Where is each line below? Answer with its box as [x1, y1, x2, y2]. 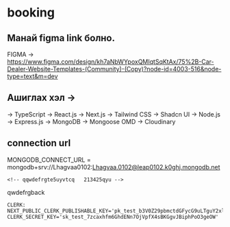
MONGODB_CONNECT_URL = [7, 156, 91, 164]
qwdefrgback [7, 188, 45, 196]
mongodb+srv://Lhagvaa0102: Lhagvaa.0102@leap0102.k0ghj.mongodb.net [7, 163, 220, 171]
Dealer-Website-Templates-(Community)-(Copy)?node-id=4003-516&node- [7, 65, 222, 73]
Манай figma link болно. [7, 32, 115, 44]
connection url [7, 137, 71, 149]
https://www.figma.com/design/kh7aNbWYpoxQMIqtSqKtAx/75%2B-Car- [7, 58, 214, 66]
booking [7, 5, 55, 21]
